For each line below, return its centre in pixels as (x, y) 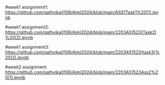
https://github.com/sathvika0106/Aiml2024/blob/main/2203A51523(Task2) (81, 32)
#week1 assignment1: (27, 7)
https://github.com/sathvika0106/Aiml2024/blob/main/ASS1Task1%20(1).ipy (82, 12)
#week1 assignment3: (27, 47)
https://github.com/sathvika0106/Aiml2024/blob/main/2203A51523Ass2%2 (82, 72)
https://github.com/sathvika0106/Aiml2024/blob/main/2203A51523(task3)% (82, 52)
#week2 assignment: (26, 67)
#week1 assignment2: (27, 27)
